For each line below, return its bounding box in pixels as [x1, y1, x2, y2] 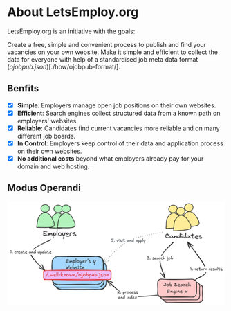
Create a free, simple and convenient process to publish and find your [7, 40, 206, 48]
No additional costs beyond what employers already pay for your [17, 154, 204, 163]
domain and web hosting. [17, 162, 90, 170]
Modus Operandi [7, 182, 81, 194]
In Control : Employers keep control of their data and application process [17, 139, 223, 148]
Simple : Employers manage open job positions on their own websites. [17, 101, 216, 109]
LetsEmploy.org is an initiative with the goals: [7, 27, 136, 35]
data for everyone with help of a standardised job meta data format [7, 55, 198, 63]
